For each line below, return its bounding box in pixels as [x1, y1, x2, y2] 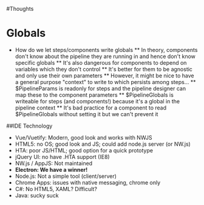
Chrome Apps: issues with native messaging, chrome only [15, 178, 161, 186]
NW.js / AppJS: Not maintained [15, 160, 93, 167]
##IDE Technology [6, 122, 53, 129]
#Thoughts [6, 5, 34, 12]
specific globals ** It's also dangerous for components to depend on [15, 59, 187, 66]
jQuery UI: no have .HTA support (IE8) [15, 153, 110, 160]
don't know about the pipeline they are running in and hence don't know [15, 53, 196, 60]
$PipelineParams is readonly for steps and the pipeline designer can [15, 85, 186, 92]
